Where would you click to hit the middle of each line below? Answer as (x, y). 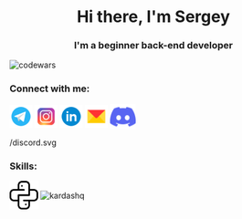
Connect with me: (50, 89)
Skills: (24, 166)
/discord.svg (33, 142)
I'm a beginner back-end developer (153, 46)
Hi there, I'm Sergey (153, 17)
